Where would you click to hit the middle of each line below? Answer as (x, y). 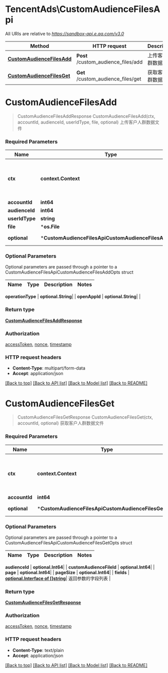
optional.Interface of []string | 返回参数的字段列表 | (58, 578)
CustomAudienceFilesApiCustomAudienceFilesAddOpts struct (69, 272)
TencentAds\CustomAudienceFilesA (83, 9)
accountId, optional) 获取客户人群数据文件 (60, 423)
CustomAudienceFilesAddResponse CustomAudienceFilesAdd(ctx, (86, 116)
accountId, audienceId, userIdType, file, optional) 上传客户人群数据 (86, 122)
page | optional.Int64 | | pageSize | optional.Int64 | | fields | (67, 572)
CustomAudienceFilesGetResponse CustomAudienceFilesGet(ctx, (85, 417)
